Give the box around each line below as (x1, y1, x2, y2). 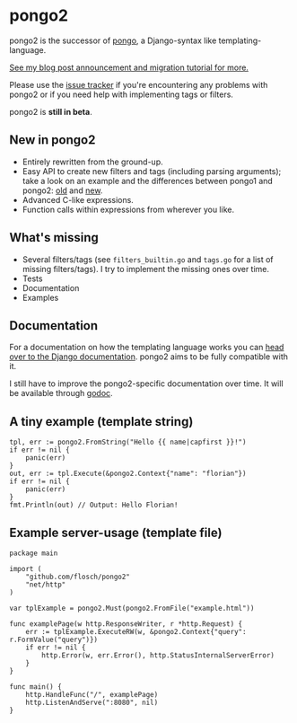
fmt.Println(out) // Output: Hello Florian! (9, 500, 179, 510)
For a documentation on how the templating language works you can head (9, 342, 284, 353)
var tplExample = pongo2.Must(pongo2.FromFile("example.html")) (9, 604, 255, 613)
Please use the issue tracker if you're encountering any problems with (9, 79, 268, 90)
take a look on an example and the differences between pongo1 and (22, 175, 274, 186)
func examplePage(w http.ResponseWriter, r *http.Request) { (9, 620, 243, 629)
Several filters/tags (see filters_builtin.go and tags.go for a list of (22, 253, 274, 265)
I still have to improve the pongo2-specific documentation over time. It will (9, 378, 284, 389)
